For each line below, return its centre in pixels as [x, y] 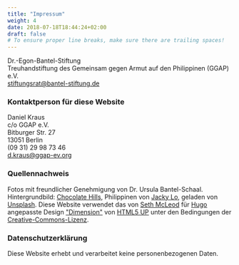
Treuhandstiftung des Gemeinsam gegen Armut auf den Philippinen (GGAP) [118, 68]
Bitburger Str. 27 [31, 132]
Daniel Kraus [26, 118]
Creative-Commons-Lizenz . [48, 219]
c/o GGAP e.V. [29, 125]
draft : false [27, 34]
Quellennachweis [38, 174]
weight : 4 [22, 21]
